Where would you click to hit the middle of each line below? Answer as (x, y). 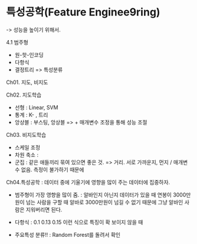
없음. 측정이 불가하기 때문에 (52, 169)
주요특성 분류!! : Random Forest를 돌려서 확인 (68, 235)
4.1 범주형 (17, 42)
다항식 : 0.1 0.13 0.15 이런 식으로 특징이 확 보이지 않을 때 (79, 222)
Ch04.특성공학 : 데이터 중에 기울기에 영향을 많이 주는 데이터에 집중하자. (88, 182)
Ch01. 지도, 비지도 (27, 82)
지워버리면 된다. (44, 209)
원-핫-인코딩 (29, 54)
